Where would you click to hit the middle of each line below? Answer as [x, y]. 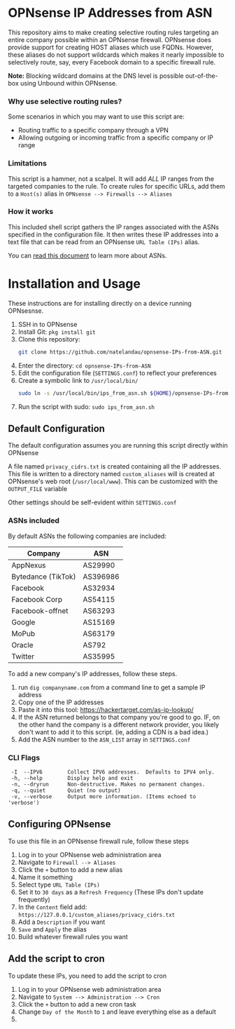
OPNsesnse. [26, 311]
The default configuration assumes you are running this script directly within [118, 445]
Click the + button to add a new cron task [77, 1004]
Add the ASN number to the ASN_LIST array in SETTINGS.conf [104, 739]
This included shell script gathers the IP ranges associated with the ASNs [114, 227]
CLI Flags [24, 758]
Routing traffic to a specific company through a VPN [93, 130]
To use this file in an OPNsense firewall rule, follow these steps [99, 841]
